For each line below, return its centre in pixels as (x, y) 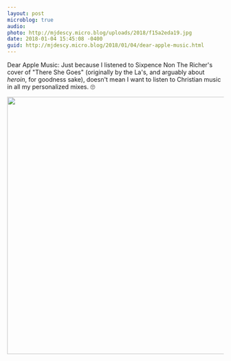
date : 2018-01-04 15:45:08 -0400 (55, 39)
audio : (16, 26)
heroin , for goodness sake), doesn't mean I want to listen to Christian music (114, 79)
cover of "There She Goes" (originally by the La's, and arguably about (106, 72)
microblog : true (30, 20)
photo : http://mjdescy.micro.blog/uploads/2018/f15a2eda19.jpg (100, 33)
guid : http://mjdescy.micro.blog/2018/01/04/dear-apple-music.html (106, 45)
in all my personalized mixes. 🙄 (51, 87)
